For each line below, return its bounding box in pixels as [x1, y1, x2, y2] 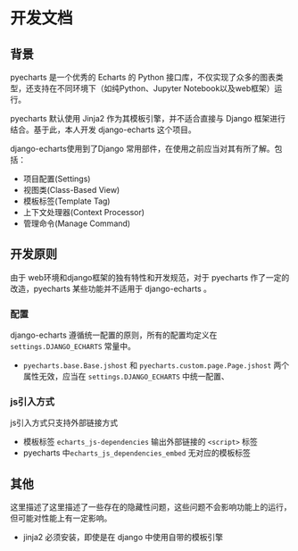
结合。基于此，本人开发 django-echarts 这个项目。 [10, 124, 197, 135]
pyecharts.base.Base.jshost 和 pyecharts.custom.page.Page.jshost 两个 [22, 360, 289, 371]
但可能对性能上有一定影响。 [10, 513, 112, 523]
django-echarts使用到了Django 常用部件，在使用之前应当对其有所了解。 [10, 144, 275, 154]
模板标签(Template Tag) [22, 196, 111, 206]
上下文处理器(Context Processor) [22, 207, 145, 217]
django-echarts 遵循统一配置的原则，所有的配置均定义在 [10, 330, 218, 340]
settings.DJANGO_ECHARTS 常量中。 [10, 341, 137, 352]
